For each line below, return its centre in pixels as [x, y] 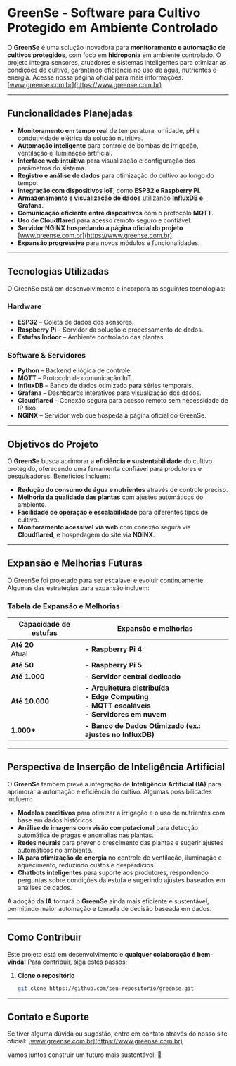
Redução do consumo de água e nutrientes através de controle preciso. [123, 489]
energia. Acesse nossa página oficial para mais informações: [96, 77]
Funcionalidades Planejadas [70, 114]
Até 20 [22, 645]
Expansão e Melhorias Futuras [75, 564]
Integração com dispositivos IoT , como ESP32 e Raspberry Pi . [109, 190]
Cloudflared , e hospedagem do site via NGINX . [86, 534]
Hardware [25, 306]
